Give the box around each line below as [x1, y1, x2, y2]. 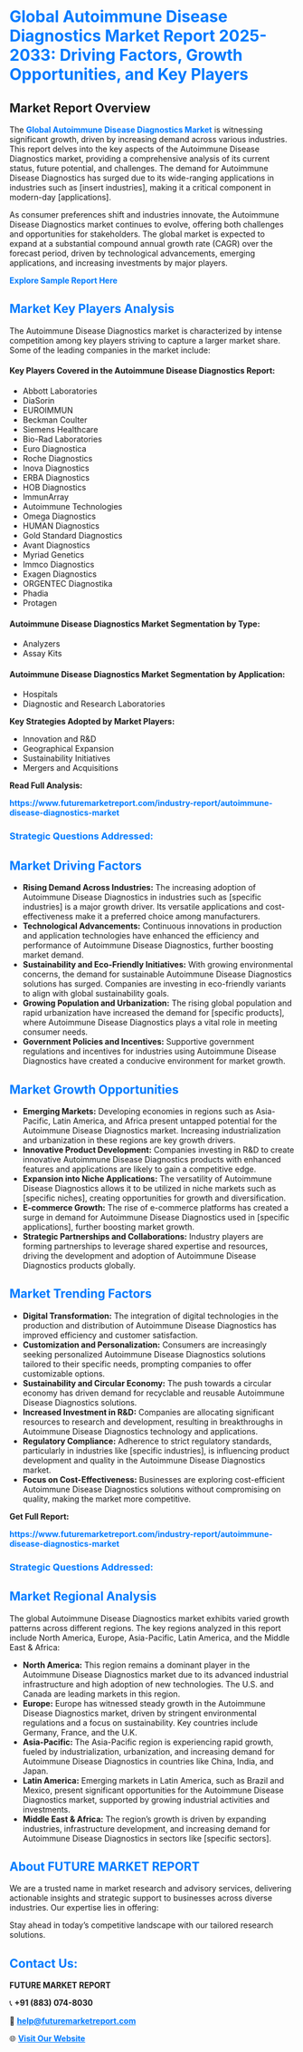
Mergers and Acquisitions [22, 763, 119, 773]
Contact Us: [9, 1956, 79, 1971]
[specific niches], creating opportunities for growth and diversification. [22, 1192, 287, 1203]
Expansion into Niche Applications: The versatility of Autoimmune [22, 1172, 272, 1184]
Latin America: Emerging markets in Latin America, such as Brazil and [22, 1775, 285, 1785]
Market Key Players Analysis [9, 301, 175, 316]
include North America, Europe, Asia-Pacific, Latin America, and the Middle [9, 1632, 290, 1643]
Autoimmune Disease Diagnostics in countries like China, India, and [22, 1755, 274, 1766]
